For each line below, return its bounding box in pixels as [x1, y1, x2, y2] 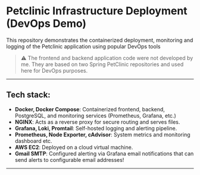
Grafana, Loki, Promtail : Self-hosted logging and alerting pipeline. [14, 124, 177, 132]
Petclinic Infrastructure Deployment [6, 4, 187, 18]
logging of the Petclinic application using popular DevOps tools [6, 43, 161, 50]
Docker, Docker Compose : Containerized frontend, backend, [14, 105, 165, 112]
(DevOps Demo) [6, 17, 87, 30]
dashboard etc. [14, 137, 52, 144]
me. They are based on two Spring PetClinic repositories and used [20, 61, 184, 68]
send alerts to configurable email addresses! [14, 156, 124, 163]
